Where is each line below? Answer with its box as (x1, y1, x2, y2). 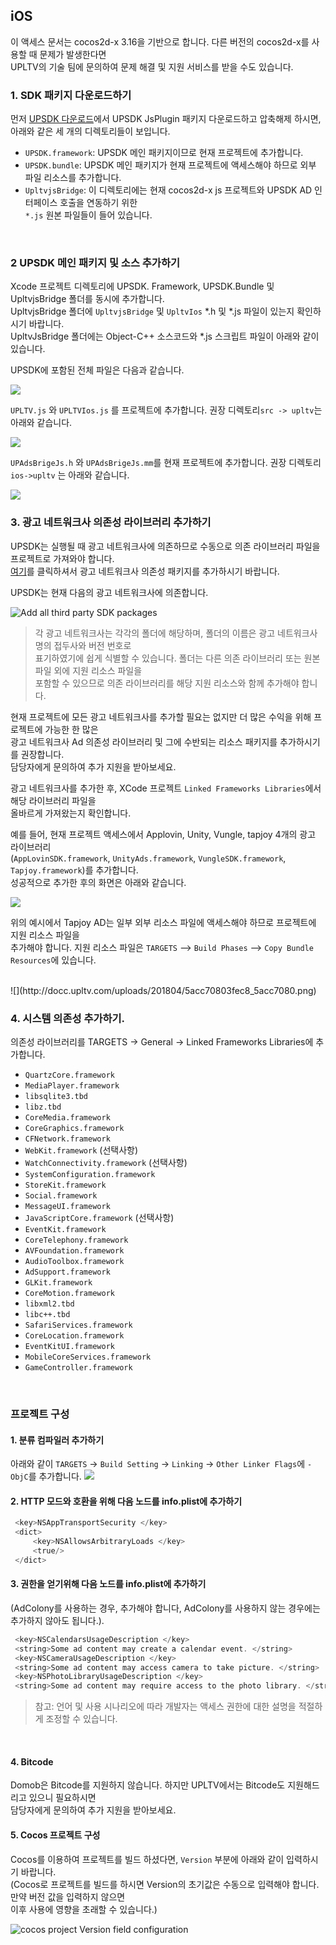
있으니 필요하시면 (28, 1792, 97, 1804)
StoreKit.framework (24, 1180, 107, 1190)
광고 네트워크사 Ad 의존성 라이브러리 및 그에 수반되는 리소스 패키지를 (10, 735, 278, 748)
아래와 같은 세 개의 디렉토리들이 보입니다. (10, 125, 171, 138)
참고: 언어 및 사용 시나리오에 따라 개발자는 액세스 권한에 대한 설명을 (34, 1700, 297, 1713)
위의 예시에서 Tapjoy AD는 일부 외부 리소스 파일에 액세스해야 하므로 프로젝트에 (10, 916, 317, 928)
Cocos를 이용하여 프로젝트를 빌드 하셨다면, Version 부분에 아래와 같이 (10, 1853, 285, 1865)
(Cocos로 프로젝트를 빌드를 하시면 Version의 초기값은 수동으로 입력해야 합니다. (10, 1878, 320, 1890)
